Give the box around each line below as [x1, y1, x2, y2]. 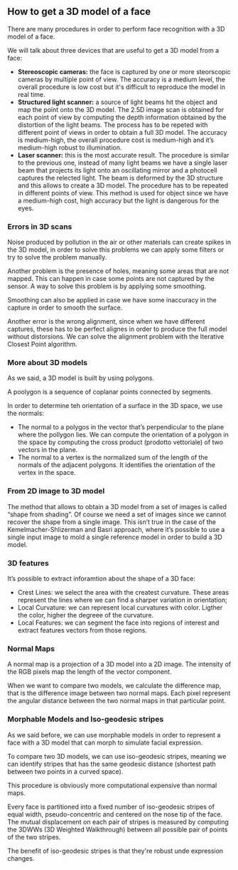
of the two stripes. [7, 832, 61, 841]
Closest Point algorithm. [7, 340, 78, 349]
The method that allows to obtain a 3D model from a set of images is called [7, 502, 227, 511]
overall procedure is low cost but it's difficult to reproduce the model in [17, 82, 226, 91]
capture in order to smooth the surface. [7, 303, 123, 312]
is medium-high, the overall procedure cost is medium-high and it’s [17, 135, 215, 144]
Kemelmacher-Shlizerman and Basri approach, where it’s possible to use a [7, 525, 225, 533]
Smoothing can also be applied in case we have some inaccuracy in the [7, 296, 217, 304]
